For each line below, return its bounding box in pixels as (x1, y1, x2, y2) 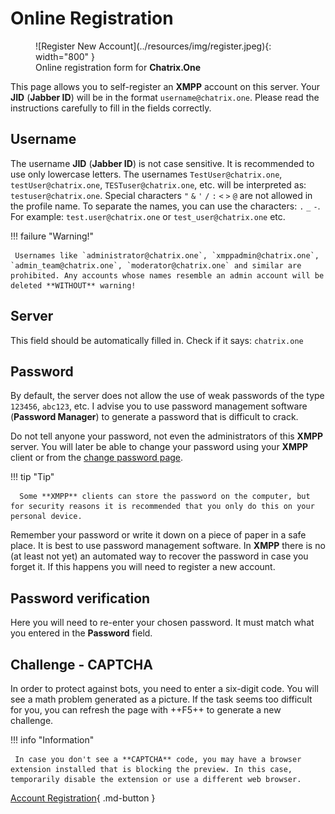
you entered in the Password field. (10, 627, 153, 639)
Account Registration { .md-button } (10, 792, 156, 804)
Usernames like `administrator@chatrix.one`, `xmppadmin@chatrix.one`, (14, 250, 320, 261)
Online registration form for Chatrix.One (35, 61, 202, 73)
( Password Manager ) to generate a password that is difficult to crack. (10, 411, 299, 423)
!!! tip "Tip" (10, 471, 55, 483)
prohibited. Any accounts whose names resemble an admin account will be (10, 270, 325, 281)
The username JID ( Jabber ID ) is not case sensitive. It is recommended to (10, 157, 315, 169)
